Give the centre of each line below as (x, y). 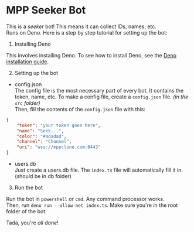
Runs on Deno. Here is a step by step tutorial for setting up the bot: (87, 32)
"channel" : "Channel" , (44, 142)
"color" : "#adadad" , (42, 136)
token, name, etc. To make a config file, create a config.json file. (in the (101, 97)
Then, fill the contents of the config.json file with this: (80, 109)
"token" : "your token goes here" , (59, 125)
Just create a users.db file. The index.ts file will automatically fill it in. (99, 170)
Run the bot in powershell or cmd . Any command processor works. (85, 199)
